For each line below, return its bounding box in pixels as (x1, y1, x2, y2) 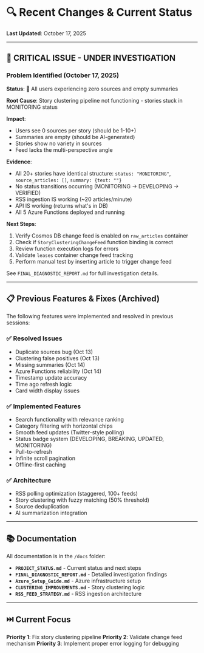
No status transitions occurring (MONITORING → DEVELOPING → (15, 182, 179, 190)
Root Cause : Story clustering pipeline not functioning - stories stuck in (6, 97, 183, 104)
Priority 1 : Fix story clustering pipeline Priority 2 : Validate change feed (6, 633, 183, 640)
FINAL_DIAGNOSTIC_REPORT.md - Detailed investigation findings (15, 571, 168, 578)
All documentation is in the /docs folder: (6, 553, 106, 560)
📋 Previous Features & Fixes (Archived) (6, 293, 160, 304)
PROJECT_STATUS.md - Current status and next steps (15, 564, 141, 572)
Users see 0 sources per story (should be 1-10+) (15, 126, 137, 134)
